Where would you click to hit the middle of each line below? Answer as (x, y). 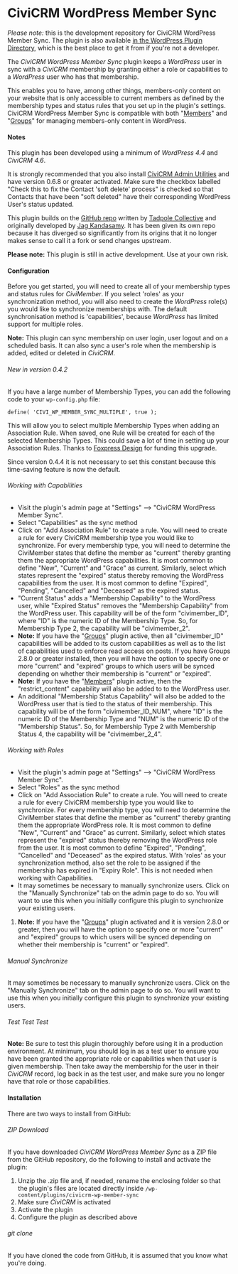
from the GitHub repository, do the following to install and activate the (109, 1159)
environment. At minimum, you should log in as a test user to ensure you (113, 1051)
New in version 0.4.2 (38, 369)
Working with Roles (36, 750)
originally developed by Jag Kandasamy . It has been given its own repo (112, 226)
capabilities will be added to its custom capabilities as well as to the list (121, 643)
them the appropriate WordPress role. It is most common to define (114, 825)
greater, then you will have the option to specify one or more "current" (120, 929)
